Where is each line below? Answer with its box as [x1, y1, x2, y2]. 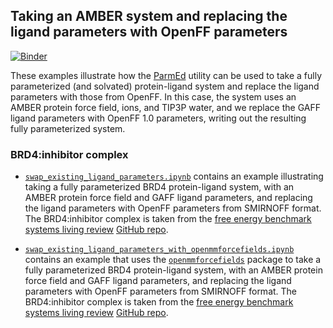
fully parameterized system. [10, 122, 126, 134]
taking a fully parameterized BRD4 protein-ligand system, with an [24, 181, 295, 193]
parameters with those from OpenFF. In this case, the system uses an [10, 90, 297, 103]
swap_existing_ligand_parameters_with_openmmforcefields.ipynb [24, 245, 295, 255]
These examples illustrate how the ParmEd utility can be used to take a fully [10, 69, 323, 81]
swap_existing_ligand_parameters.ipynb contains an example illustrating [24, 170, 324, 183]
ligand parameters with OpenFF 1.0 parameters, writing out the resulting [10, 112, 307, 124]
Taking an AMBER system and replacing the [10, 8, 288, 25]
